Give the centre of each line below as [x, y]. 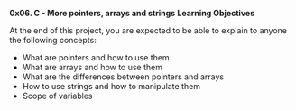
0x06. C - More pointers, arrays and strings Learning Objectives [132, 13]
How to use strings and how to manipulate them [111, 86]
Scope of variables [57, 96]
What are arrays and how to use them [92, 67]
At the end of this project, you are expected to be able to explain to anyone [148, 30]
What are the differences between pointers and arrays [123, 77]
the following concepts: [53, 40]
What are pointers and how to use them [96, 57]
